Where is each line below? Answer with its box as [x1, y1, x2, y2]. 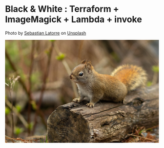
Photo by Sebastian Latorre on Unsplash [5, 30, 86, 36]
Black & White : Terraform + [5, 3, 120, 15]
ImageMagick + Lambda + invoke [5, 14, 143, 25]
